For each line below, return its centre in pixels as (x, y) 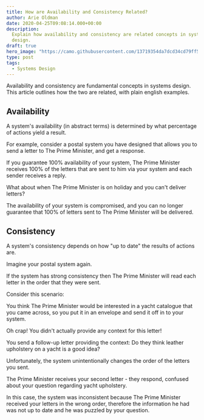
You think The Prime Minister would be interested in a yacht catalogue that (100, 306)
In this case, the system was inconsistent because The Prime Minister (93, 397)
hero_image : (21, 52)
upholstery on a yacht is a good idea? (53, 349)
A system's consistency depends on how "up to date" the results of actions (100, 246)
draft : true (21, 46)
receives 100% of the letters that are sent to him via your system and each (99, 169)
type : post (20, 57)
